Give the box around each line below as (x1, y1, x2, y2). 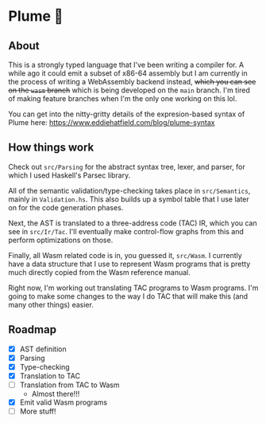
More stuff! (19, 406, 57, 416)
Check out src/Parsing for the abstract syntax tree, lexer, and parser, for (8, 162, 246, 171)
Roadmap (8, 323, 57, 337)
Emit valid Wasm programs (19, 398, 108, 407)
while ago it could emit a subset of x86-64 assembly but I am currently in (8, 69, 248, 78)
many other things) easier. (8, 300, 94, 309)
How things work (8, 141, 94, 155)
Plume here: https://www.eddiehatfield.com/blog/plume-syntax (8, 118, 215, 127)
